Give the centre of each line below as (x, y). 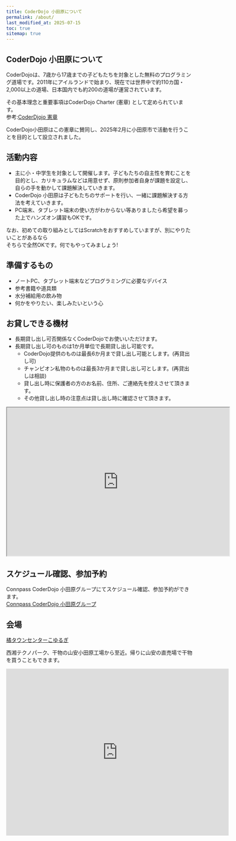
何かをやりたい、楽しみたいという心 (59, 303)
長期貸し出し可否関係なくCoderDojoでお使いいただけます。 (87, 339)
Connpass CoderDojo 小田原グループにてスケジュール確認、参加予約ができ (98, 589)
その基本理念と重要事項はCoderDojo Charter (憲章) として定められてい (93, 102)
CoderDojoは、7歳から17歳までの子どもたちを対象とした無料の (83, 74)
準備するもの (30, 266)
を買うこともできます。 (35, 660)
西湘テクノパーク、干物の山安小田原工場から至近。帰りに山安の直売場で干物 (99, 653)
